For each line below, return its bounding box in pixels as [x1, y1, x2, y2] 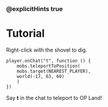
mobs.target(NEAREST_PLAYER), [17, 68, 91, 74]
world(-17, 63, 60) [17, 73, 65, 79]
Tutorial [6, 27, 45, 40]
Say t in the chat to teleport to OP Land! [6, 94, 102, 101]
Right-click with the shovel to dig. [6, 46, 87, 53]
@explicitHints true [6, 5, 63, 13]
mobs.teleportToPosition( [17, 63, 81, 69]
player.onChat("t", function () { [6, 58, 91, 64]
